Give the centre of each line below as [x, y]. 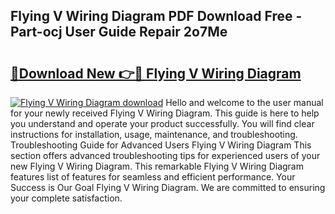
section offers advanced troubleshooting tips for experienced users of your [165, 155]
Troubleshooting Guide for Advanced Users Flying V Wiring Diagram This [161, 145]
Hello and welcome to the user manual [244, 102]
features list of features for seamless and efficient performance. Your [153, 177]
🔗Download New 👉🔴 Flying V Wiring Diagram [156, 73]
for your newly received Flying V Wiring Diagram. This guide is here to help [165, 113]
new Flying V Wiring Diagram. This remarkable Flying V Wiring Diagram [157, 166]
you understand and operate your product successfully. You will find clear [162, 123]
